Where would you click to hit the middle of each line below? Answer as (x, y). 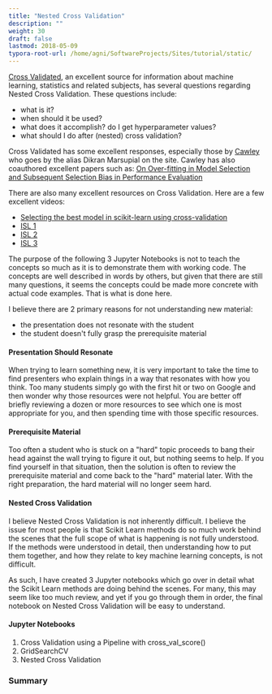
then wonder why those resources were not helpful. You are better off (125, 396)
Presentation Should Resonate (61, 352)
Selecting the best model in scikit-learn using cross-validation (124, 217)
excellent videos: (37, 201)
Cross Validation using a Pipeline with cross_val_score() (113, 642)
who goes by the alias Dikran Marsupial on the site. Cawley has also (122, 160)
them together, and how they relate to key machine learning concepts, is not (136, 555)
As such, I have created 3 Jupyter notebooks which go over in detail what (132, 580)
